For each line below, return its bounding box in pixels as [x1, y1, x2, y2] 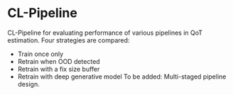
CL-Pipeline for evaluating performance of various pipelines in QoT [7, 28, 203, 37]
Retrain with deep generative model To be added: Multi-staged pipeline [17, 72, 227, 81]
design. [17, 79, 40, 88]
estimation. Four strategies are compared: [7, 35, 130, 44]
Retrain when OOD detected [17, 57, 101, 65]
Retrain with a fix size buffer [17, 65, 100, 73]
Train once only [17, 50, 64, 58]
